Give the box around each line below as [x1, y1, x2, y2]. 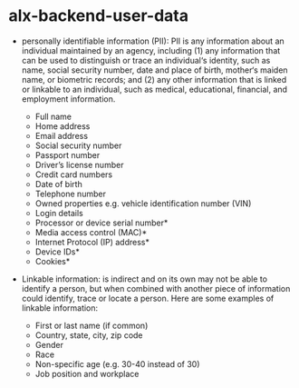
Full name [34, 111, 72, 122]
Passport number [34, 149, 101, 160]
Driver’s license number [34, 159, 124, 170]
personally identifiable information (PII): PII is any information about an [21, 35, 285, 46]
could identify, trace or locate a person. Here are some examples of [21, 293, 275, 303]
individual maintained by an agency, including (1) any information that [21, 45, 281, 55]
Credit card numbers [34, 169, 113, 180]
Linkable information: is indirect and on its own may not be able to [21, 274, 268, 284]
